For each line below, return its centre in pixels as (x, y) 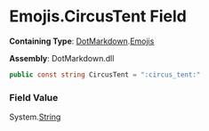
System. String (35, 117)
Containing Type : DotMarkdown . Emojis (82, 41)
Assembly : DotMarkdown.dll (62, 58)
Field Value (34, 97)
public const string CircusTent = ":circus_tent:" (105, 74)
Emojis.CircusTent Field (98, 16)
